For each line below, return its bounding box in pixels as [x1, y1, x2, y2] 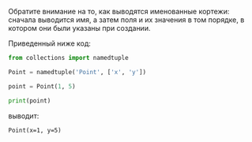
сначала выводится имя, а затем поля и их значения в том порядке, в [8, 15, 245, 24]
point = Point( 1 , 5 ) [8, 82, 77, 90]
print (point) [8, 96, 51, 105]
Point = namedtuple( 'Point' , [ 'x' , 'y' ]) [8, 68, 147, 76]
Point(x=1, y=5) [8, 126, 62, 134]
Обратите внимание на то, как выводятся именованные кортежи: [8, 7, 230, 16]
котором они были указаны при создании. [8, 24, 151, 32]
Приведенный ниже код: [8, 39, 91, 48]
